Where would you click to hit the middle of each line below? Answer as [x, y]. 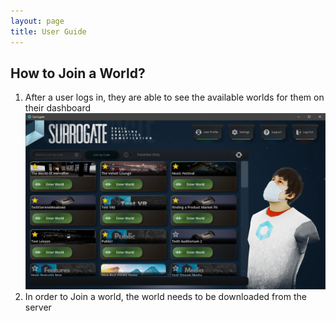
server [38, 307]
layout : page [37, 21]
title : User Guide [48, 31]
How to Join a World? [78, 73]
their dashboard [58, 108]
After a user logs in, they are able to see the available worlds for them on [174, 97]
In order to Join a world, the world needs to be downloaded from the [165, 296]
